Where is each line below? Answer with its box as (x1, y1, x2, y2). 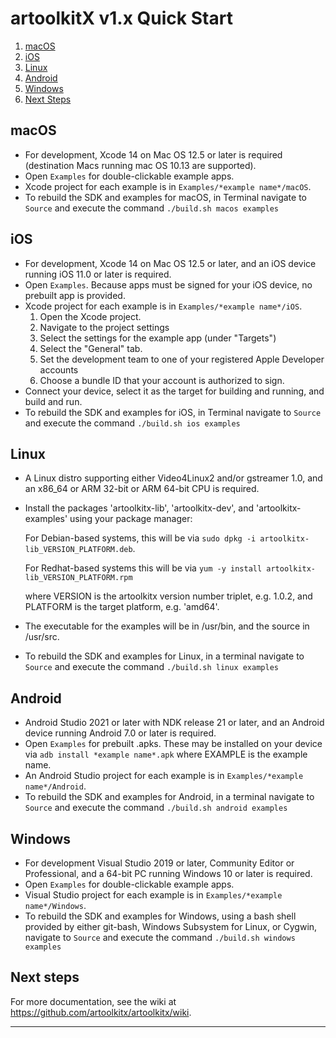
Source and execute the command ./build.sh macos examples (24, 202, 279, 214)
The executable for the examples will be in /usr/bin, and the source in (24, 620, 310, 632)
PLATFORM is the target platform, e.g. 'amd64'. (24, 601, 220, 613)
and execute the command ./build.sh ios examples (24, 417, 241, 429)
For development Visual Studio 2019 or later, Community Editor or (24, 857, 295, 869)
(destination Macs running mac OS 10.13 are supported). (24, 159, 257, 171)
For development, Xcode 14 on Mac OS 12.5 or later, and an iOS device (24, 257, 317, 269)
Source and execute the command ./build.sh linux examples (24, 661, 279, 673)
